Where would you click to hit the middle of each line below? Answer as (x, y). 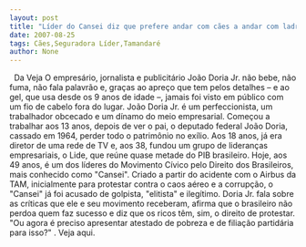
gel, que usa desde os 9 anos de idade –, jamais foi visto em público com (147, 98)
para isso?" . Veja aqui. (52, 232)
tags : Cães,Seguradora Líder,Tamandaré (85, 43)
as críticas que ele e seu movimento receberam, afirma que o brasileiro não (151, 204)
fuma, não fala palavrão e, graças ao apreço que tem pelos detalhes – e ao (149, 87)
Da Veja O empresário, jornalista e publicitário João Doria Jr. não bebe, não (155, 77)
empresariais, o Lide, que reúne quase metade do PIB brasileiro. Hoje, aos (148, 155)
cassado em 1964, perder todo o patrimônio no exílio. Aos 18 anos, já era (146, 136)
